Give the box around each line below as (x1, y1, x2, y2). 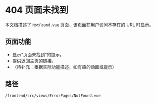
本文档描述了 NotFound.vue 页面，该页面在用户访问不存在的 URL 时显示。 (5, 22, 154, 28)
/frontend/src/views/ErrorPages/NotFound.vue (5, 93, 101, 98)
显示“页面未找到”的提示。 (12, 51, 64, 57)
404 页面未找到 (5, 4, 68, 16)
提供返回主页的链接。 (12, 58, 56, 64)
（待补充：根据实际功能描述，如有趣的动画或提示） (12, 64, 117, 69)
